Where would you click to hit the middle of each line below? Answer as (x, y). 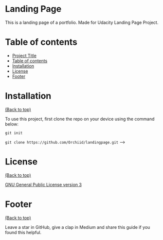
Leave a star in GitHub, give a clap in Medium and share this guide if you (78, 227)
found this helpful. (23, 232)
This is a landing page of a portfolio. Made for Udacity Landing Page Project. (82, 22)
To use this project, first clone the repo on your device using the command (80, 119)
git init (14, 133)
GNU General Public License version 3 (43, 185)
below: (12, 124)
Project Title (24, 55)
